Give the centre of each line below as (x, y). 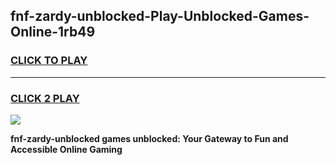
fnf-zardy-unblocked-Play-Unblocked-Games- (160, 16)
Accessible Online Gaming (66, 149)
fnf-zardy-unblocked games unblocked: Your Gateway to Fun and (149, 138)
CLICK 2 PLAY (45, 98)
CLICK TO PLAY (49, 61)
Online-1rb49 (53, 32)
